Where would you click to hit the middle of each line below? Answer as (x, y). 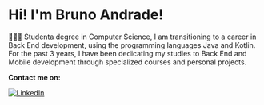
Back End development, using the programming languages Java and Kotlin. (132, 45)
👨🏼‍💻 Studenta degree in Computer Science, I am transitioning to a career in (132, 37)
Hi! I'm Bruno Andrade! (86, 15)
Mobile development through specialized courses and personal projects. (128, 62)
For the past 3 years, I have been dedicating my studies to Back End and (128, 53)
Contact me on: (35, 77)
